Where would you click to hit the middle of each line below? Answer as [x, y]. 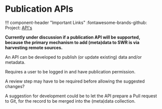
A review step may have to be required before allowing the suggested [75, 81]
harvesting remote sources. [34, 47]
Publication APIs [39, 9]
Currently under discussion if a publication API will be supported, [73, 37]
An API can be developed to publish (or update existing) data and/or [73, 57]
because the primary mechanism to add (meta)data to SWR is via [72, 42]
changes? [15, 86]
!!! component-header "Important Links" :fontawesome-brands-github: [76, 22]
